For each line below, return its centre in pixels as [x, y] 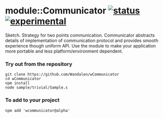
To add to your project [32, 100]
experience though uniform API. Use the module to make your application [81, 45]
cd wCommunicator [23, 79]
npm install [17, 83]
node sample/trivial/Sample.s [37, 87]
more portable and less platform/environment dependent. [64, 51]
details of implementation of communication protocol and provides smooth [82, 40]
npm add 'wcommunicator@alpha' [38, 110]
